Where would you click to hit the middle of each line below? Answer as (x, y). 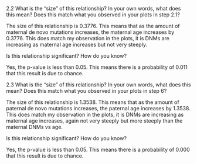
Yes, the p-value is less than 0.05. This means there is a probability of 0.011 (97, 67)
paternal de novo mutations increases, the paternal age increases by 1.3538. (98, 108)
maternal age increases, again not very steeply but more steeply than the (94, 121)
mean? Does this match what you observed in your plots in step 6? (86, 91)
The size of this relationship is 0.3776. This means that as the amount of (93, 26)
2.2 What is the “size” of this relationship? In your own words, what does (94, 8)
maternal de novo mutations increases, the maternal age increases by (90, 32)
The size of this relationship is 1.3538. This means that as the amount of (93, 102)
